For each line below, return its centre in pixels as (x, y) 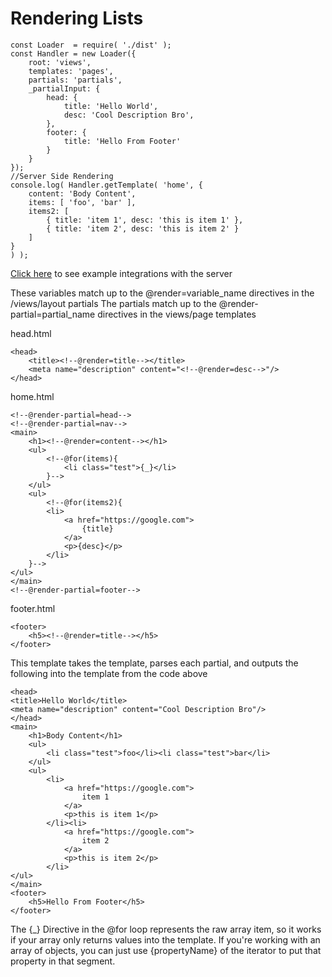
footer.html (33, 608)
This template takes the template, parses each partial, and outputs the (154, 663)
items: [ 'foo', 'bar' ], (82, 202)
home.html (32, 396)
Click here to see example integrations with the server (121, 273)
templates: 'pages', (71, 71)
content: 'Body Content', (82, 193)
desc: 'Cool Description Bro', (129, 115)
